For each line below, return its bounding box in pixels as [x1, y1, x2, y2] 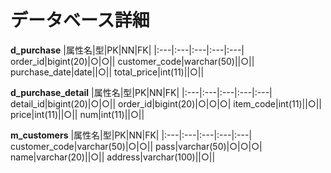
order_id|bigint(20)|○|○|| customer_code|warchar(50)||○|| [10, 55, 255, 67]
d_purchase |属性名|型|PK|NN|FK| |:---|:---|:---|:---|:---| [10, 44, 245, 56]
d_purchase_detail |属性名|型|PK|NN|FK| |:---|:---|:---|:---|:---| [10, 86, 273, 98]
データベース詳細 [10, 9, 150, 32]
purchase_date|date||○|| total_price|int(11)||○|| [10, 66, 205, 78]
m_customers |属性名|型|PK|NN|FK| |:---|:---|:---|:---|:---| [10, 129, 253, 141]
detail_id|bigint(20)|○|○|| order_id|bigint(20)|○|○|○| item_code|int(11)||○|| [10, 97, 322, 110]
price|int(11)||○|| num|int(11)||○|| [10, 108, 145, 120]
